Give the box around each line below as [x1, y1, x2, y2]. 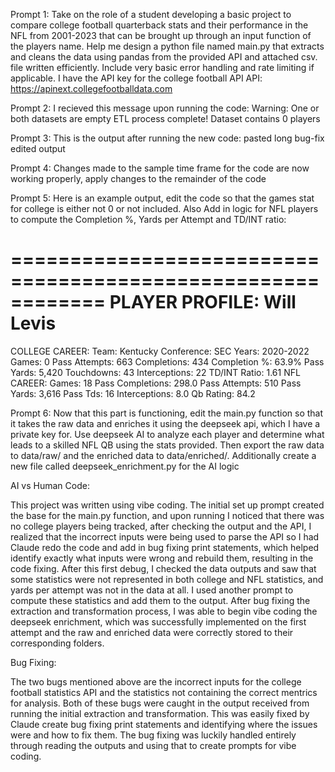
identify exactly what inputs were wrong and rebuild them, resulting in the [10, 552, 314, 564]
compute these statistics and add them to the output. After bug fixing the [10, 594, 311, 606]
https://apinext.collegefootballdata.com [10, 83, 173, 94]
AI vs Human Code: [10, 479, 90, 491]
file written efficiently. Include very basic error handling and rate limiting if [10, 62, 315, 73]
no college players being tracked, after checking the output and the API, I [10, 520, 312, 532]
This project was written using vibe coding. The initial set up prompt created [10, 499, 325, 511]
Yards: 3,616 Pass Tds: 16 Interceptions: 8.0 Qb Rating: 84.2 [10, 387, 256, 399]
